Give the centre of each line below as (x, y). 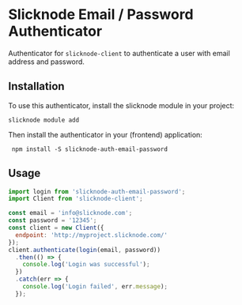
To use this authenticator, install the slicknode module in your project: (121, 105)
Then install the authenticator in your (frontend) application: (106, 134)
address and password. (47, 62)
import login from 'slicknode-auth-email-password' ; (97, 191)
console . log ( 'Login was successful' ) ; (86, 265)
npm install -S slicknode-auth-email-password (90, 149)
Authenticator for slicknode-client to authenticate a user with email (119, 53)
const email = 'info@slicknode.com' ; (70, 213)
